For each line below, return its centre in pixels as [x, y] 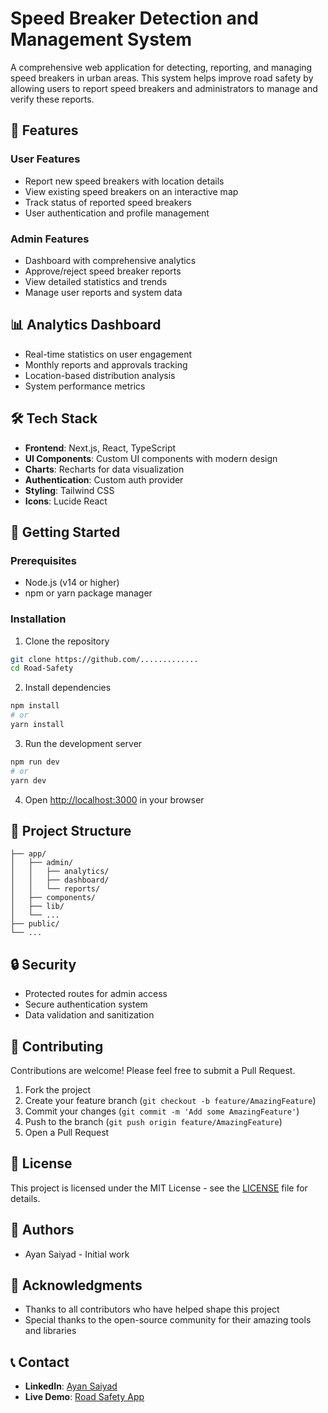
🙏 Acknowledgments [76, 1285]
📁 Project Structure [71, 830]
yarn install [37, 725]
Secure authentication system [86, 1004]
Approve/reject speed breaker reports [103, 271]
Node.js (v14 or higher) [72, 583]
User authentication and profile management [117, 213]
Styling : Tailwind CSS [69, 490]
